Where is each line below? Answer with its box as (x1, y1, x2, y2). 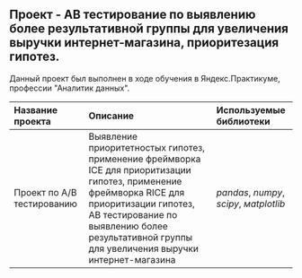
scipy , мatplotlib (216, 197, 286, 210)
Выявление (88, 130, 138, 143)
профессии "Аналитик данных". (9, 83, 130, 93)
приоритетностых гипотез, (88, 141, 205, 153)
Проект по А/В (13, 186, 77, 198)
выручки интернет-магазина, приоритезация (9, 35, 280, 50)
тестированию (13, 197, 78, 210)
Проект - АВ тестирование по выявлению (9, 7, 256, 22)
